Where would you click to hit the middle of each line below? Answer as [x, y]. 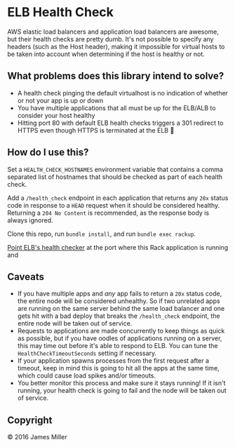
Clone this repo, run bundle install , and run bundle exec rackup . [102, 234]
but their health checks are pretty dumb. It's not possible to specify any [110, 39]
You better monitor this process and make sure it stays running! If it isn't [121, 383]
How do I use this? [48, 153]
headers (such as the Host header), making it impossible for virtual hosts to [116, 46]
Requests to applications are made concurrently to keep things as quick [121, 331]
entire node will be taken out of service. [75, 323]
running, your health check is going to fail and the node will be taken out [122, 391]
